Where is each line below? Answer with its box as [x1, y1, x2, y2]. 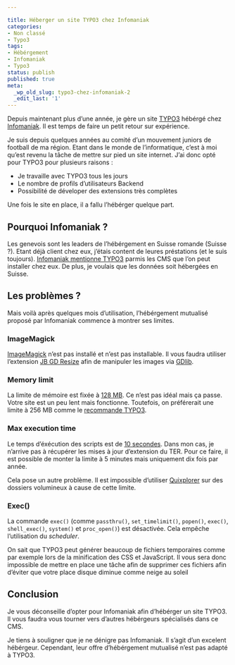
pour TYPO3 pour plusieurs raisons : [7, 158, 113, 166]
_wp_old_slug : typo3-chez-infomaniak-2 [13, 89, 131, 96]
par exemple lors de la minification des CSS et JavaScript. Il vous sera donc [7, 553, 227, 561]
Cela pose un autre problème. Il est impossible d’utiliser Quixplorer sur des [7, 475, 224, 484]
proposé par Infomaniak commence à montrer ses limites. [7, 316, 174, 324]
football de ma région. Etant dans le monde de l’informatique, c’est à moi [7, 143, 217, 152]
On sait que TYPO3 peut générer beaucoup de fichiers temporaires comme [7, 545, 226, 554]
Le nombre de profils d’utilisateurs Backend [17, 179, 144, 188]
